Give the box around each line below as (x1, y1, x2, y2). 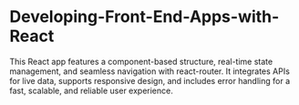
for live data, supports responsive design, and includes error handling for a (9, 75, 290, 86)
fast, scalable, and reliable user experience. (9, 85, 173, 96)
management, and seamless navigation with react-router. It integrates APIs (9, 66, 290, 77)
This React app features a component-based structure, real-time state (9, 56, 273, 67)
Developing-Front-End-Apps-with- (9, 6, 280, 27)
